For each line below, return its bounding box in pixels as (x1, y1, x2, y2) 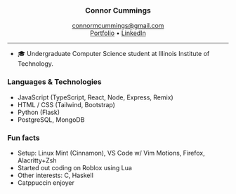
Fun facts (7, 132, 40, 142)
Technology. (17, 60, 54, 68)
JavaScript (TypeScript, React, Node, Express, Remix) (17, 93, 173, 102)
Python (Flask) (17, 108, 60, 116)
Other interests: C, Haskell (17, 171, 93, 179)
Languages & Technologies (7, 77, 102, 87)
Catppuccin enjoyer (17, 178, 75, 187)
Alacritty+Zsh (17, 156, 57, 165)
